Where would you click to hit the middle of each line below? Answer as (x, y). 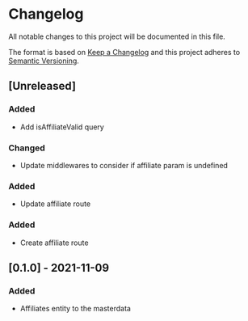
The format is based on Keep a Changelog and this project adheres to (124, 52)
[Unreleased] (42, 86)
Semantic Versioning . (44, 61)
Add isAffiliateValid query (62, 127)
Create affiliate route (54, 243)
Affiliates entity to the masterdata (76, 309)
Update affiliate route (55, 204)
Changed (27, 148)
